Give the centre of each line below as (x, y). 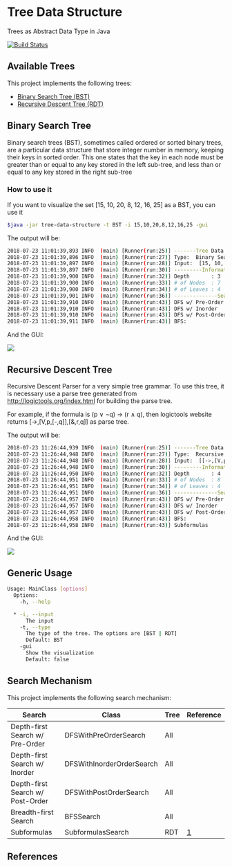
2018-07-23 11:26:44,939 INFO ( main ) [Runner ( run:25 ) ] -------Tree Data (116, 448)
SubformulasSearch (97, 832)
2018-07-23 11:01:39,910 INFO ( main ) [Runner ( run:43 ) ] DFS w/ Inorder (112, 309)
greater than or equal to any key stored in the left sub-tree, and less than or (114, 164)
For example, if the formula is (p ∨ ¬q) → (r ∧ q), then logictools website (109, 414)
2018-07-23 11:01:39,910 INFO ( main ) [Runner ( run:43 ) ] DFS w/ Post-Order (117, 315)
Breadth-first (32, 812)
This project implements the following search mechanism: (89, 697)
